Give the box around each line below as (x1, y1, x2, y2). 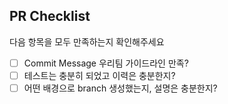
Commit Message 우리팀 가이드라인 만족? (23, 57, 189, 69)
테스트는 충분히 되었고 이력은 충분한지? (23, 69, 176, 81)
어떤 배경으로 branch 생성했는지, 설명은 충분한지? (23, 82, 218, 94)
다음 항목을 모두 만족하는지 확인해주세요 (9, 35, 165, 48)
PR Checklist (9, 8, 91, 25)
